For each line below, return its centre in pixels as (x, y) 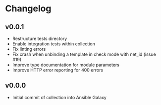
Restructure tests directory (40, 38)
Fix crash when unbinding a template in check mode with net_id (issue (84, 54)
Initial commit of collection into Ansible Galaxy (59, 97)
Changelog (28, 9)
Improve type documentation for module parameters (66, 65)
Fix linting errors (29, 49)
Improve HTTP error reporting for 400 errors (58, 70)
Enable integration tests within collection (54, 44)
